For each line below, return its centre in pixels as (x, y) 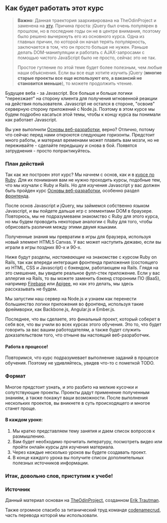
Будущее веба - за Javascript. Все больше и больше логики (69, 93)
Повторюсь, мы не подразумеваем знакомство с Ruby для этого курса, (82, 216)
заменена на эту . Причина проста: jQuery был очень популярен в (87, 26)
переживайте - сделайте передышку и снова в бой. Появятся (71, 145)
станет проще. (21, 408)
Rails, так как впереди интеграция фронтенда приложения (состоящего (82, 262)
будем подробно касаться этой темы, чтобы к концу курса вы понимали (83, 114)
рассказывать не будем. (31, 289)
